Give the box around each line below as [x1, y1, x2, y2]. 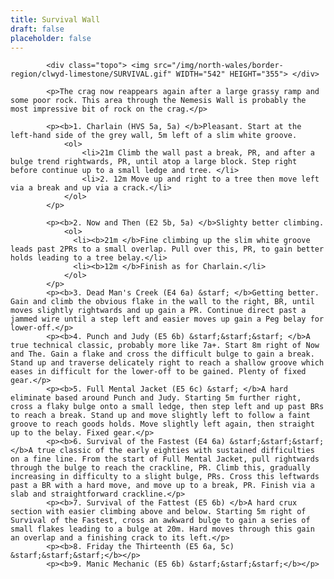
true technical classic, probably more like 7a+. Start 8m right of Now [10, 341, 320, 351]
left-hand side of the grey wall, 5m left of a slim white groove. [10, 131, 298, 141]
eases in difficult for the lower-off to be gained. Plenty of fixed [10, 367, 307, 377]
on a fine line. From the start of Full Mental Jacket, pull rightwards [10, 454, 320, 465]
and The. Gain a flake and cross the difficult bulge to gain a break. [10, 349, 315, 360]
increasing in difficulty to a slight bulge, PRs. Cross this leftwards [10, 472, 320, 482]
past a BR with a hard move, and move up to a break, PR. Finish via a [10, 481, 315, 491]
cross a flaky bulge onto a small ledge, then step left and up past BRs [10, 402, 325, 412]
